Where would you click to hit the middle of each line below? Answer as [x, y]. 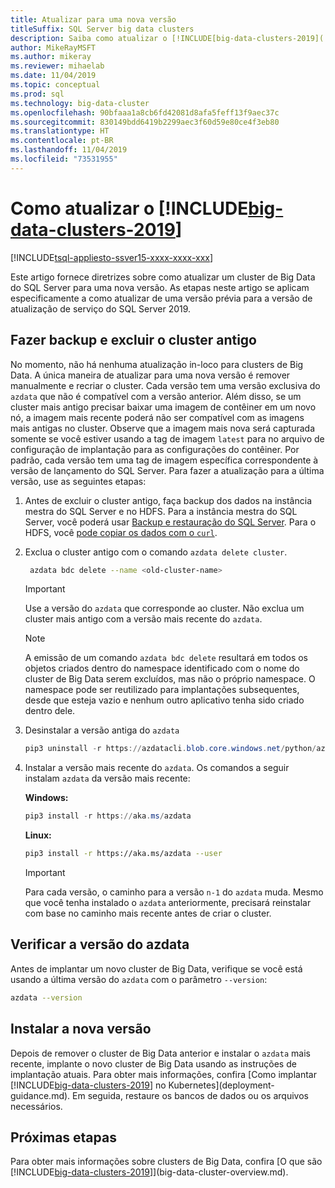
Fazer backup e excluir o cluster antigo [133, 340]
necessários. [36, 1106]
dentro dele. [50, 711]
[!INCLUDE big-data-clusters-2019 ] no [88, 1085]
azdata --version [46, 997]
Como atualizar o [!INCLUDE [129, 208]
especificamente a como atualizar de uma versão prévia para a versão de [161, 298]
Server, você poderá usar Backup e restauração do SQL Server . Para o [170, 522]
